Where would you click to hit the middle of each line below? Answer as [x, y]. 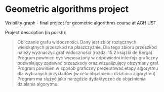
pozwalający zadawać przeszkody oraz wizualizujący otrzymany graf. [88, 63]
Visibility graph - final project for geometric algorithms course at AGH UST [81, 23]
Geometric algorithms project [67, 9]
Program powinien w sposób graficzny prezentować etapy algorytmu [87, 68]
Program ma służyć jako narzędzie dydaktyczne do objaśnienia [81, 79]
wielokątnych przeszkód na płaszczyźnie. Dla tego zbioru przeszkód [87, 47]
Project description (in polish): [36, 32]
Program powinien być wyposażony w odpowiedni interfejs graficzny [87, 57]
